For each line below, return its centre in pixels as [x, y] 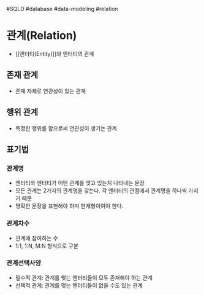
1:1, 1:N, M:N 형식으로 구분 [47, 246]
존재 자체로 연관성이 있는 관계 [50, 91]
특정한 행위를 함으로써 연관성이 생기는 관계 [66, 128]
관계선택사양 [24, 263]
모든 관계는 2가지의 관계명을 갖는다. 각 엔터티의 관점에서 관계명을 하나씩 [101, 191]
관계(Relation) [42, 36]
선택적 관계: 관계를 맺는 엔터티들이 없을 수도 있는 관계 [79, 285]
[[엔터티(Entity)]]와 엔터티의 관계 [55, 53]
